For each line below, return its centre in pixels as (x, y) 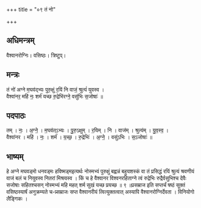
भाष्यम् (15, 157)
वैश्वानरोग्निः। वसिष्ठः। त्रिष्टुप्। (36, 55)
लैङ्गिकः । (17, 199)
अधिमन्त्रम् (20, 40)
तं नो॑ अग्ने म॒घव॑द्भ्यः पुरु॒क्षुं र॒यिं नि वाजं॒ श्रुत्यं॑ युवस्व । (55, 89)
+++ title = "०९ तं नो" (31, 9)
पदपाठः (16, 116)
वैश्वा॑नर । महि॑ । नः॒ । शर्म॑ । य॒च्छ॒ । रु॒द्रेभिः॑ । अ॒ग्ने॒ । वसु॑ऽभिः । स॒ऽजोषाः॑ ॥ (79, 137)
